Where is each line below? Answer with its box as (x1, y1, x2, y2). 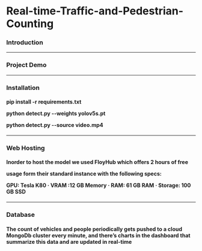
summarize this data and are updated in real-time (6, 238, 132, 245)
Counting (6, 17, 54, 31)
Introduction (6, 38, 43, 47)
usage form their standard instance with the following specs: (6, 170, 162, 177)
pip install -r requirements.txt (6, 98, 82, 105)
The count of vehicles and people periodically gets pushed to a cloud (6, 225, 182, 232)
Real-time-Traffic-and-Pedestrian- (6, 4, 184, 18)
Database (6, 210, 35, 219)
